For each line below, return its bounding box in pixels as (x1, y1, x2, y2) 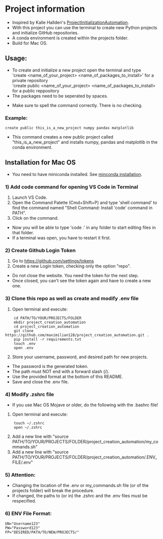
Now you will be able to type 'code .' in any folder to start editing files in (12, 225, 156, 230)
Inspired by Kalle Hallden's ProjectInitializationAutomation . (12, 19, 129, 25)
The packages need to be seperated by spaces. (12, 93, 109, 99)
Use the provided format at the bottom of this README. (12, 373, 123, 380)
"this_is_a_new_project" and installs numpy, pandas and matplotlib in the (12, 139, 158, 145)
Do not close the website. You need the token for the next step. (12, 273, 139, 278)
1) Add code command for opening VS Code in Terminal (5, 183, 139, 190)
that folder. (12, 230, 34, 236)
